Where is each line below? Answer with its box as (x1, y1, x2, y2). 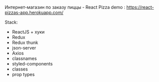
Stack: (5, 19, 18, 25)
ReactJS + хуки (12, 29, 45, 34)
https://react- (126, 4, 154, 10)
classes (12, 66, 28, 72)
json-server (12, 45, 36, 50)
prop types (12, 71, 35, 77)
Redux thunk (12, 39, 39, 45)
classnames (12, 55, 37, 61)
